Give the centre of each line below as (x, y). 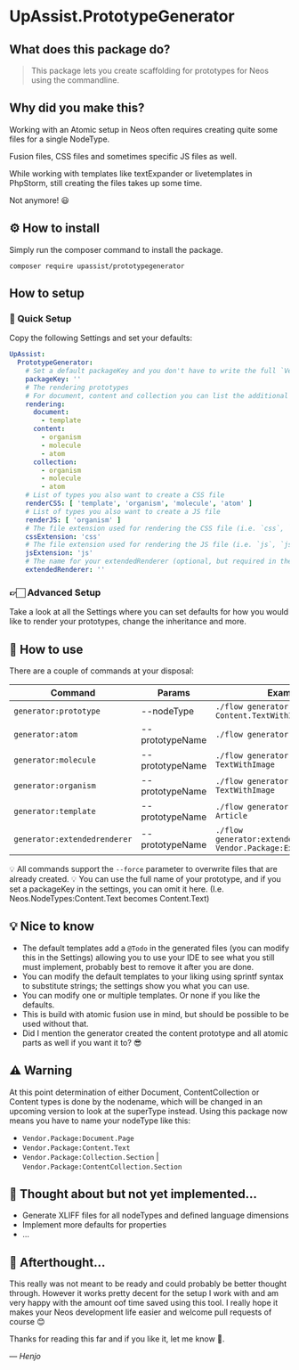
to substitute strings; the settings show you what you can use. (136, 985)
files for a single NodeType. (60, 139)
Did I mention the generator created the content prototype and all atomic (155, 1033)
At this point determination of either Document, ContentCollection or (134, 1092)
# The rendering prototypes (77, 387)
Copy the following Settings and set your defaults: (101, 338)
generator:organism (55, 786)
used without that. (55, 1023)
